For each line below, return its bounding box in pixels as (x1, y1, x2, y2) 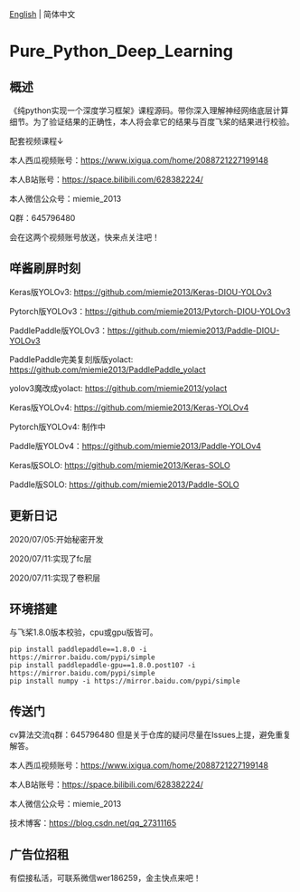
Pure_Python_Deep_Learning (9, 41, 233, 62)
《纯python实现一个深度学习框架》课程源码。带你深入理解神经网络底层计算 (9, 105, 289, 116)
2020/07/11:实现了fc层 (9, 552, 92, 564)
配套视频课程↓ (9, 136, 64, 146)
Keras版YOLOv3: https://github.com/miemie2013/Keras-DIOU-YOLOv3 (9, 286, 273, 297)
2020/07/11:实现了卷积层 (9, 572, 101, 583)
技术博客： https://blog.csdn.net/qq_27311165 (9, 818, 177, 829)
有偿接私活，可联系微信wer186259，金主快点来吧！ (9, 873, 202, 884)
